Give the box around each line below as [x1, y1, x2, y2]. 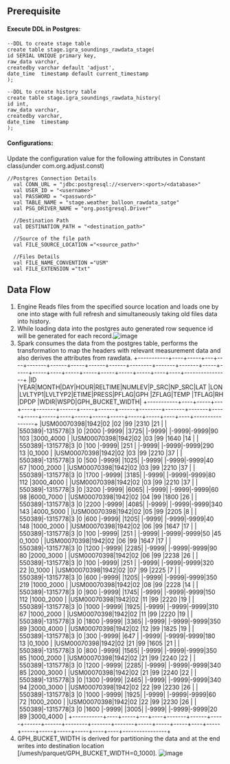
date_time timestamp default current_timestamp [7, 70, 149, 77]
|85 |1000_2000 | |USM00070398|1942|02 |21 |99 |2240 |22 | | [16, 654, 196, 662]
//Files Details [13, 253, 60, 260]
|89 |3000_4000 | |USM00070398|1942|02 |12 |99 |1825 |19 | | [16, 624, 194, 632]
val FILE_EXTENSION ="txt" [13, 265, 91, 272]
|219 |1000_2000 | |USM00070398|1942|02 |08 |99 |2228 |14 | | [16, 580, 198, 588]
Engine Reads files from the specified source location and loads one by [16, 302, 219, 311]
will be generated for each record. [16, 331, 114, 340]
